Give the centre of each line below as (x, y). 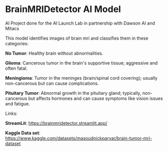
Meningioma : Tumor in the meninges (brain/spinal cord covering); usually (81, 78)
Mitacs (12, 28)
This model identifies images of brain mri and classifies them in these (77, 38)
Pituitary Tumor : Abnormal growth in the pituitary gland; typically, (73, 93)
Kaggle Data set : (23, 133)
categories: (17, 43)
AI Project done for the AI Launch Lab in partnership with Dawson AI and (80, 23)
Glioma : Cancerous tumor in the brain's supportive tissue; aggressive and (81, 63)
